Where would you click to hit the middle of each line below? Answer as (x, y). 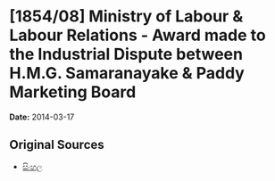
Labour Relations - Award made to (137, 35)
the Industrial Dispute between (126, 54)
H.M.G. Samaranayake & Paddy (127, 74)
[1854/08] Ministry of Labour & (126, 16)
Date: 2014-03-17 (42, 117)
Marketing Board (73, 92)
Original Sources (57, 145)
